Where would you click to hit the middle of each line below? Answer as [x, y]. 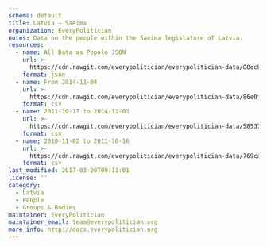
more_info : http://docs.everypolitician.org [83, 230]
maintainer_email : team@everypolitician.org [83, 222]
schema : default [35, 15]
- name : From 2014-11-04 [56, 82]
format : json [44, 75]
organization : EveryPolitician [60, 30]
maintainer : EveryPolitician [56, 215]
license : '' [28, 178]
